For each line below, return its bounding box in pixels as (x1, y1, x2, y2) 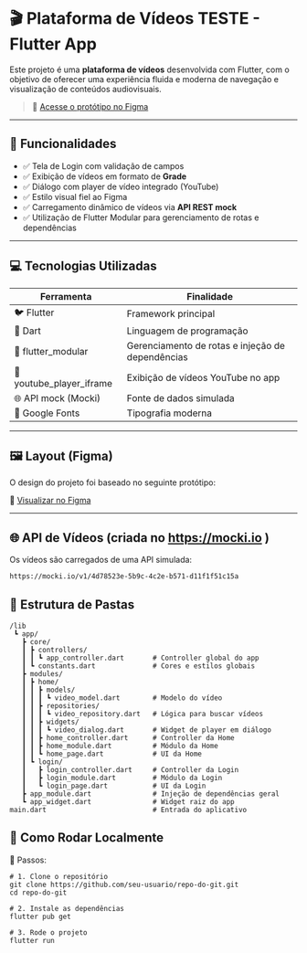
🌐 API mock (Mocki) (14, 391, 101, 404)
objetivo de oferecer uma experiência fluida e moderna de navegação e (9, 73, 279, 84)
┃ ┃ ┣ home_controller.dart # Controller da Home (21, 733, 235, 742)
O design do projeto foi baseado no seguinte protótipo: (9, 477, 217, 488)
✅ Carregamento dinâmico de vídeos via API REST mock (22, 201, 238, 212)
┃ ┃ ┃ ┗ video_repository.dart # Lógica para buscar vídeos (21, 709, 263, 718)
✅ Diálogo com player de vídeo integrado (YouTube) (22, 181, 219, 192)
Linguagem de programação (126, 324, 249, 337)
